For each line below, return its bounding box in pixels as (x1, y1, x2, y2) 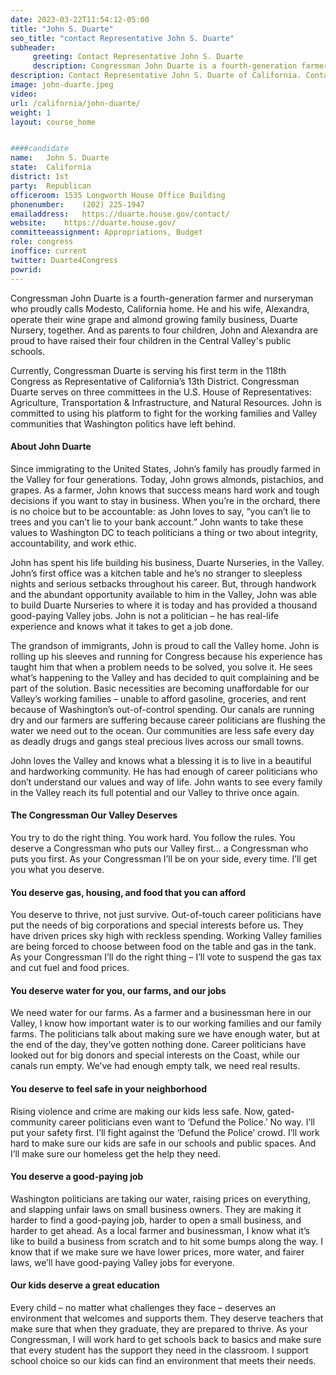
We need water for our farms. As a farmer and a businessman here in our (10, 1007, 312, 1019)
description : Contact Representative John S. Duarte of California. (10, 71, 302, 81)
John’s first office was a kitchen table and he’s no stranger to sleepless (10, 567, 303, 579)
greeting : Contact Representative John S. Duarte (32, 52, 244, 62)
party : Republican (10, 181, 92, 191)
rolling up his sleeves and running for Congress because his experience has (10, 650, 323, 662)
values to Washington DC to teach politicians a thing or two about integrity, (10, 526, 319, 538)
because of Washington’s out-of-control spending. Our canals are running (10, 703, 315, 715)
